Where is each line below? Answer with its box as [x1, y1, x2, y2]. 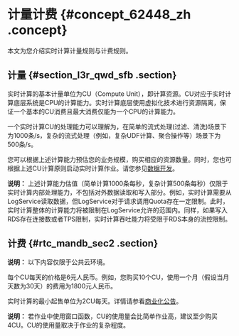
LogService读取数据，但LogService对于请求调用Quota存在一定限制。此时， [7, 197, 229, 205]
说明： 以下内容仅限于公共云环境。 [7, 257, 109, 266]
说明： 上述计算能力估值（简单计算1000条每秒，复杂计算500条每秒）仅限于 [7, 179, 229, 188]
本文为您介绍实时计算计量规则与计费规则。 [7, 46, 132, 55]
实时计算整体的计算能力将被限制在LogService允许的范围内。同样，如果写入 [7, 205, 228, 214]
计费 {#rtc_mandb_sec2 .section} [7, 237, 159, 249]
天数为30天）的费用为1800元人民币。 [7, 281, 117, 290]
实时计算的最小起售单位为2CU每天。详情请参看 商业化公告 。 [7, 296, 183, 305]
